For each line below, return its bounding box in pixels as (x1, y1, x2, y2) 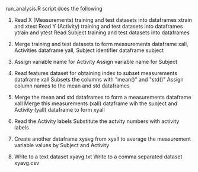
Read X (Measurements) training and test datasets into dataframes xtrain (14, 17, 192, 23)
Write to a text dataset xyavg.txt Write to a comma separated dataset (14, 153, 183, 160)
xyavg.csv (14, 160, 40, 166)
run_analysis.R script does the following (5, 5, 103, 12)
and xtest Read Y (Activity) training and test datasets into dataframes (14, 23, 183, 30)
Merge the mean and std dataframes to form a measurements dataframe (14, 94, 191, 100)
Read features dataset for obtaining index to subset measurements (14, 70, 177, 76)
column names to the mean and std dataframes (14, 82, 130, 89)
